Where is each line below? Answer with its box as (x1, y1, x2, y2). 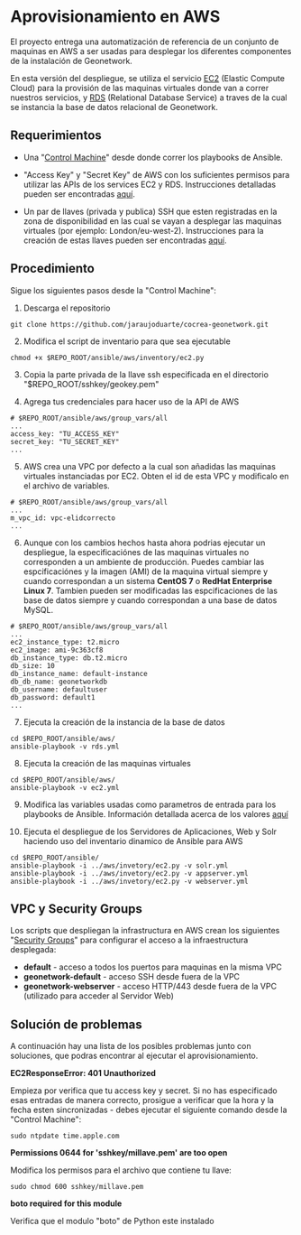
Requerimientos (10, 128, 102, 144)
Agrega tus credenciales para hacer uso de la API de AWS (23, 395, 240, 407)
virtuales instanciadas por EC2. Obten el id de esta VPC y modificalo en (23, 470, 289, 481)
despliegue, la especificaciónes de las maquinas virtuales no (23, 546, 250, 557)
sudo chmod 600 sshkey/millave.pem (10, 1183, 144, 1192)
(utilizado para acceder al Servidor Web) (23, 990, 175, 1001)
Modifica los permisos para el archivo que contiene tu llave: (10, 1165, 233, 1175)
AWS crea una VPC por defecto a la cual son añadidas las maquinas (23, 460, 276, 471)
